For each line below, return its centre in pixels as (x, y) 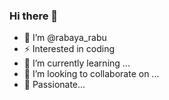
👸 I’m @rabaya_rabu (65, 38)
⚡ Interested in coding (69, 49)
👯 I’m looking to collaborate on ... (91, 74)
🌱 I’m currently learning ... (77, 63)
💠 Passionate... (54, 85)
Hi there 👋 (34, 16)
